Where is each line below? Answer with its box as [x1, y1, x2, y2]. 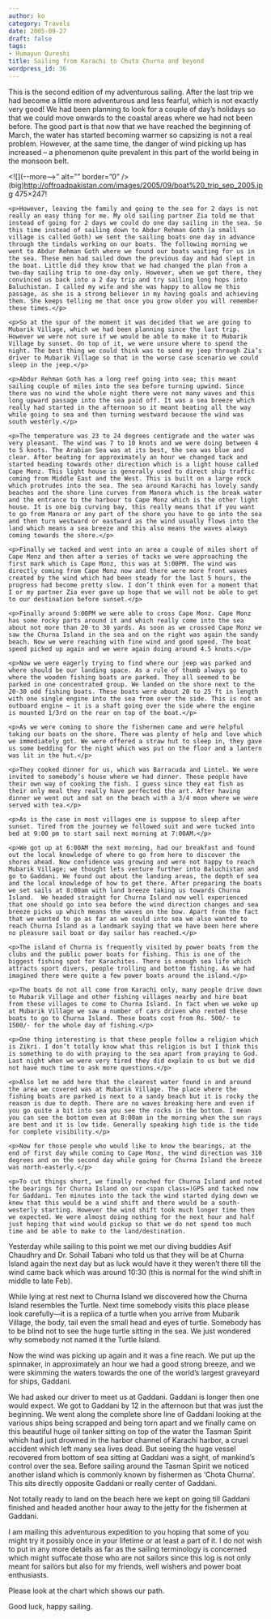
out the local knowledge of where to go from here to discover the [8, 850, 241, 859]
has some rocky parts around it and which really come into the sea [8, 616, 244, 625]
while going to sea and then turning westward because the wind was [8, 411, 244, 419]
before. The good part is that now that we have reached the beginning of [8, 121, 252, 131]
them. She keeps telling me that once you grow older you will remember [8, 297, 259, 305]
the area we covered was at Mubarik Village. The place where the [8, 1085, 237, 1093]
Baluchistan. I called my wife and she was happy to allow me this [8, 282, 241, 291]
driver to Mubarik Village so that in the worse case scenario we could [8, 354, 259, 362]
